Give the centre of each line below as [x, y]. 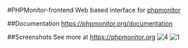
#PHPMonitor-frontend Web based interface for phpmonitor [94, 10]
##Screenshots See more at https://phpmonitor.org [82, 37]
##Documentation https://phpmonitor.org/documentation [90, 23]
